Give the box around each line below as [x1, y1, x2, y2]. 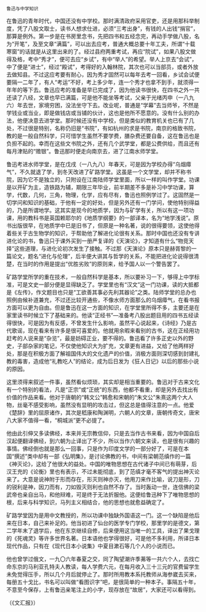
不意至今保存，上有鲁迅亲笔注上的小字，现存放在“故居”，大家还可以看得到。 [6, 586, 199, 593]
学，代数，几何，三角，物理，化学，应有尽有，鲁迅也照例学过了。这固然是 [6, 191, 194, 198]
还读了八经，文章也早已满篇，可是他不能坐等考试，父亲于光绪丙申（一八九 [6, 94, 194, 101]
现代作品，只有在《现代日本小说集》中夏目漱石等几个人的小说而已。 [6, 542, 178, 549]
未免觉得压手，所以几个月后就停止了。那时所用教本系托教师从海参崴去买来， [6, 571, 200, 578]
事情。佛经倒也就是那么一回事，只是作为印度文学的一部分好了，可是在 [6, 445, 184, 452]
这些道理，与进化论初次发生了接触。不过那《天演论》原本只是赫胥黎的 [14, 245, 192, 252]
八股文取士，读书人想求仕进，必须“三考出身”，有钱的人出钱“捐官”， [27, 25, 199, 32]
